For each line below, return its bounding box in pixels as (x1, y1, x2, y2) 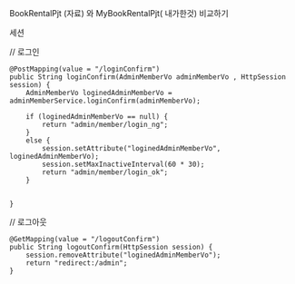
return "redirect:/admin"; (25, 259, 128, 268)
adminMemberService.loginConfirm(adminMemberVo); (9, 96, 202, 105)
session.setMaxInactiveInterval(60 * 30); (42, 160, 205, 169)
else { (25, 136, 51, 145)
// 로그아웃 (9, 217, 47, 227)
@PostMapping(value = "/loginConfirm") (9, 64, 161, 73)
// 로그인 (9, 46, 40, 57)
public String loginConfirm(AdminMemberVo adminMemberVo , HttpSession (9, 73, 286, 82)
